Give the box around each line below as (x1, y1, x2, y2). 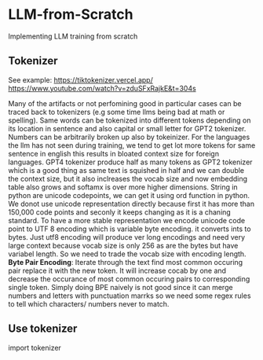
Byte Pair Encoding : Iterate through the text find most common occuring (8, 257, 243, 266)
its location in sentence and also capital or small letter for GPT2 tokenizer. (8, 123, 247, 133)
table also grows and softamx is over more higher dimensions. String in (8, 182, 238, 192)
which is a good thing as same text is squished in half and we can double (8, 165, 245, 174)
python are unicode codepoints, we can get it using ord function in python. (8, 190, 250, 200)
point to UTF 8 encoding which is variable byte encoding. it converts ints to (8, 224, 251, 233)
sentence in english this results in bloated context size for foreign (8, 149, 220, 158)
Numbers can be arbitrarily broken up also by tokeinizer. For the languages (8, 132, 250, 141)
